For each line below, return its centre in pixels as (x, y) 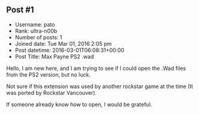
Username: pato (35, 24)
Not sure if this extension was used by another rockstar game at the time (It (100, 86)
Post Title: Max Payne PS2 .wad (54, 56)
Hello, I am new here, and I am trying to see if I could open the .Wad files (96, 68)
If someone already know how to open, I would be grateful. (79, 104)
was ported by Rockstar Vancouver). (52, 92)
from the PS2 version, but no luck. (48, 74)
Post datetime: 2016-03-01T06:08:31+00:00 (69, 50)
